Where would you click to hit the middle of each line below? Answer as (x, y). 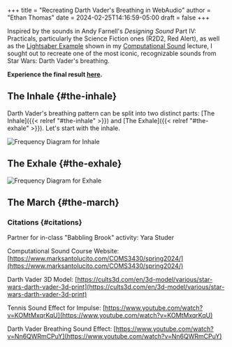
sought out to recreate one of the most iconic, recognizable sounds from (112, 53)
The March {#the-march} (64, 203)
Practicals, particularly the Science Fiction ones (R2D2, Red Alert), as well (114, 38)
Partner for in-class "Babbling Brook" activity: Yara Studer (91, 238)
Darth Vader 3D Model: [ (42, 280)
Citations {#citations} (45, 222)
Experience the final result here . (55, 74)
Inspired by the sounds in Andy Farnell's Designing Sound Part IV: (102, 31)
